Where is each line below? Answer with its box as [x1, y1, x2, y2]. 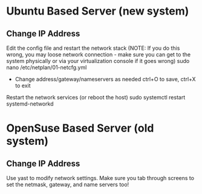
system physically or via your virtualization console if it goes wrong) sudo [6, 58, 190, 64]
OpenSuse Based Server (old [6, 121, 154, 135]
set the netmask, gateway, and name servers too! [6, 181, 129, 188]
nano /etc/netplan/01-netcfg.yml [6, 64, 87, 71]
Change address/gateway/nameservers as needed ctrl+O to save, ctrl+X [15, 76, 196, 82]
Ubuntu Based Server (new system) [6, 4, 189, 18]
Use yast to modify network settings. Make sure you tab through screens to [6, 175, 195, 181]
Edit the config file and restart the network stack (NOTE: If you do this [6, 44, 180, 52]
